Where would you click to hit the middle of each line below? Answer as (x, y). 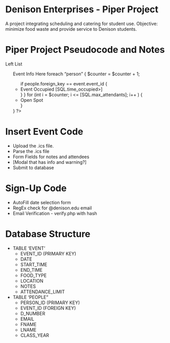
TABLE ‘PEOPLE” (30, 297)
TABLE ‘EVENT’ (29, 248)
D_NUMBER (33, 313)
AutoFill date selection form (42, 202)
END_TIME (31, 270)
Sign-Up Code (36, 188)
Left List (14, 64)
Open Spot (32, 100)
